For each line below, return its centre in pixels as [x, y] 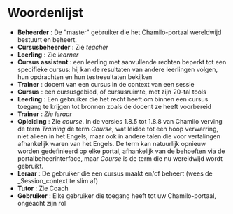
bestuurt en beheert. [47, 39]
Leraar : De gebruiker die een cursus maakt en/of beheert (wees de [115, 173]
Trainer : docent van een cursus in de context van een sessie [106, 84]
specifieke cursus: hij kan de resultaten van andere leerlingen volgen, [118, 69]
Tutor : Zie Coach [43, 188]
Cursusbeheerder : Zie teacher [63, 47]
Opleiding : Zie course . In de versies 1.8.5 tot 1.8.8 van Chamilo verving [120, 121]
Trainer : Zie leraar [44, 114]
